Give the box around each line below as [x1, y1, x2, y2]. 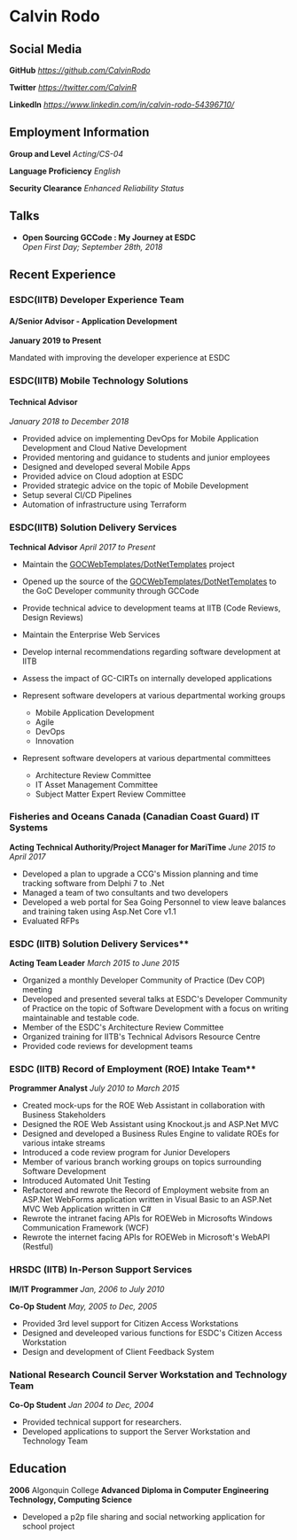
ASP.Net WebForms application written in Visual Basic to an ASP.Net [21, 1194, 272, 1205]
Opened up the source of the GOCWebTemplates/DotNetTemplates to [21, 576, 277, 587]
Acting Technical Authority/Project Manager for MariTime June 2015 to [9, 842, 277, 852]
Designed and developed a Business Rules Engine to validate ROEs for [21, 1128, 279, 1139]
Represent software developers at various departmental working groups [21, 689, 285, 701]
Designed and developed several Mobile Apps [21, 462, 191, 472]
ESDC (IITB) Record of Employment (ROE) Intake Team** [9, 1063, 257, 1076]
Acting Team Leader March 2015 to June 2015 [9, 958, 180, 968]
